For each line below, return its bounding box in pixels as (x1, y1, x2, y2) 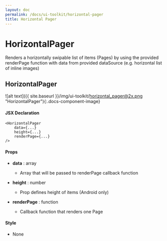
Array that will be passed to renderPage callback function (19, 169, 139, 175)
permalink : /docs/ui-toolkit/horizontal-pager (5, 12, 104, 17)
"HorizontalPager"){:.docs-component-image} (5, 98, 101, 104)
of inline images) (5, 65, 40, 71)
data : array (12, 160, 37, 166)
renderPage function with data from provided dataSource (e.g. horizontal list (5, 60, 162, 66)
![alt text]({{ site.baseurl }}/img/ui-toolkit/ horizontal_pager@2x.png (5, 93, 143, 99)
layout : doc (5, 7, 30, 12)
